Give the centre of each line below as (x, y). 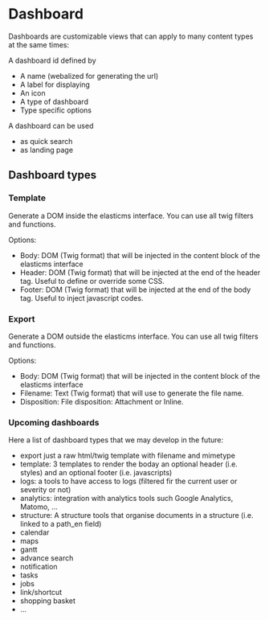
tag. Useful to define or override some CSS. (92, 281)
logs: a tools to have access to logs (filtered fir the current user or (128, 481)
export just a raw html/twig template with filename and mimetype (127, 456)
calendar (35, 532)
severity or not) (45, 490)
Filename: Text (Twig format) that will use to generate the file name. (132, 393)
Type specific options (56, 110)
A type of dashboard (54, 101)
